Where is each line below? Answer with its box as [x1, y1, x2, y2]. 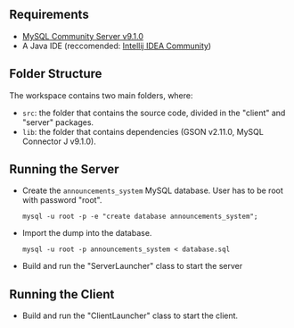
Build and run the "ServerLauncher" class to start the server [21, 261, 243, 272]
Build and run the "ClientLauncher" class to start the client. [21, 310, 239, 321]
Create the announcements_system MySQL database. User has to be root [21, 185, 283, 196]
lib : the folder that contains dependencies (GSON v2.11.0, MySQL [21, 126, 265, 137]
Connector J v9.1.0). [21, 136, 96, 147]
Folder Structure [9, 66, 102, 81]
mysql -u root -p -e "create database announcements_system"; [21, 212, 258, 222]
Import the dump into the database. [21, 228, 152, 239]
